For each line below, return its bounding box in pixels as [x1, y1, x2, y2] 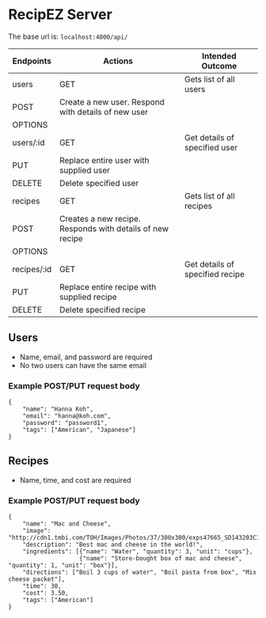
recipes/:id [12, 264, 52, 275]
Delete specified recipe [59, 304, 146, 315]
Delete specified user [59, 177, 139, 188]
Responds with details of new [59, 223, 169, 234]
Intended [201, 50, 237, 61]
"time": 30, [22, 582, 62, 590]
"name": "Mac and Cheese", [22, 520, 112, 528]
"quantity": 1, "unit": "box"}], [8, 562, 119, 570]
